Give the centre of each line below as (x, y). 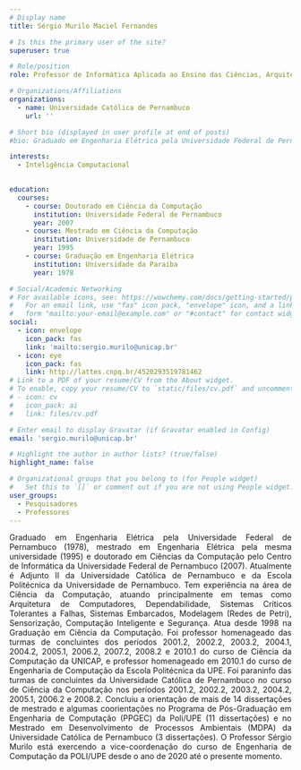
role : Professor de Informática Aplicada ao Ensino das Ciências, (136, 75)
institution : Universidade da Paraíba (105, 264)
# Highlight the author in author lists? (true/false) (114, 454)
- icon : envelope (50, 330)
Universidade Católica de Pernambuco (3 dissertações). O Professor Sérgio (150, 737)
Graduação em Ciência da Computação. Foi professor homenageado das (150, 633)
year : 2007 (53, 223)
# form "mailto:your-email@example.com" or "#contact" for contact (142, 314)
